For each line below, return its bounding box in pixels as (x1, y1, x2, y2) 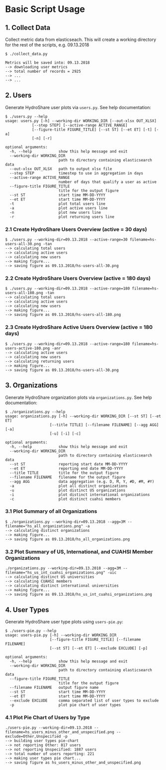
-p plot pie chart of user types (9, 702, 121, 707)
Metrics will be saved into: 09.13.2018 (5, 60, 90, 65)
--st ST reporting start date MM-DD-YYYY (9, 462, 128, 466)
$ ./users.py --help (5, 114, 48, 119)
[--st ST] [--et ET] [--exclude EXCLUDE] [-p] (49, 645, 148, 651)
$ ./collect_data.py (5, 51, 48, 56)
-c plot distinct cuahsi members (9, 496, 121, 501)
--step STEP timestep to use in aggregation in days (9, 170, 143, 175)
